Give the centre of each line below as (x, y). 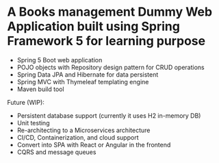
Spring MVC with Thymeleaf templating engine (83, 81)
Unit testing (33, 123)
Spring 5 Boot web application (60, 60)
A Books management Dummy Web (110, 12)
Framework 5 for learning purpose (106, 41)
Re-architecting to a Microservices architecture (83, 130)
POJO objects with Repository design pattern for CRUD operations (111, 67)
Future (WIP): (26, 102)
